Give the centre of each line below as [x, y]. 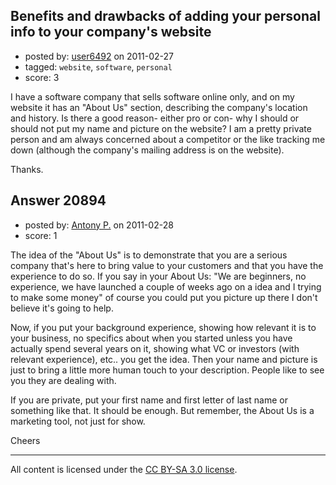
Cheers [25, 440]
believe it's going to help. [62, 308]
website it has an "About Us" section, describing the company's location [159, 107]
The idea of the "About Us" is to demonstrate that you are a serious [149, 255]
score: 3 [42, 77]
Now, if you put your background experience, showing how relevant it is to [163, 327]
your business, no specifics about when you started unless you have [151, 338]
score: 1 [41, 235]
